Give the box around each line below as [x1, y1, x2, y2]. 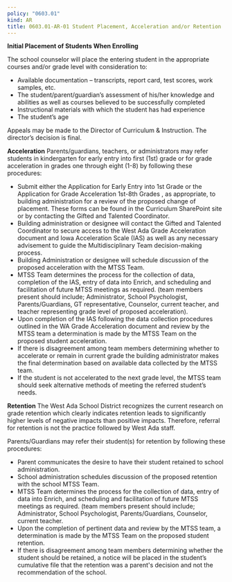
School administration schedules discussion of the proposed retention [17, 473, 217, 481]
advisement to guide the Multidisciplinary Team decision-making [17, 242, 202, 250]
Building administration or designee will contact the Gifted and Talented [17, 219, 222, 228]
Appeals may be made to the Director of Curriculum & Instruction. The [7, 126, 207, 135]
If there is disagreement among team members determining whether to [17, 344, 220, 353]
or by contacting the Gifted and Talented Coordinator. [17, 212, 170, 220]
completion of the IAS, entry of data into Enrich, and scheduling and [17, 278, 211, 287]
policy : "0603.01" [7, 10, 60, 17]
